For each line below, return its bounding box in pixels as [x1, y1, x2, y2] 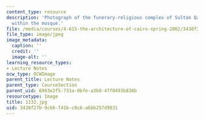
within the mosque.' [12, 20, 64, 26]
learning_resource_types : [6, 59, 72, 65]
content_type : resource [6, 8, 67, 15]
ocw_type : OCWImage [6, 71, 56, 77]
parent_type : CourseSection [6, 82, 78, 88]
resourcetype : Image [6, 93, 59, 99]
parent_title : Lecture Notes [6, 76, 80, 82]
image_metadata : [6, 37, 47, 43]
